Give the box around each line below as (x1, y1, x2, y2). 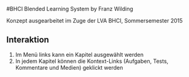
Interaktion (6, 35, 49, 45)
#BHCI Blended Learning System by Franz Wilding (6, 5, 134, 12)
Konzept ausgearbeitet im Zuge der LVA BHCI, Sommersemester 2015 (6, 17, 183, 24)
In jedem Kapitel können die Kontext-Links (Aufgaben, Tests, (15, 57, 169, 65)
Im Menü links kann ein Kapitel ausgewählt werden (15, 51, 144, 58)
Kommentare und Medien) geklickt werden (15, 64, 123, 71)
